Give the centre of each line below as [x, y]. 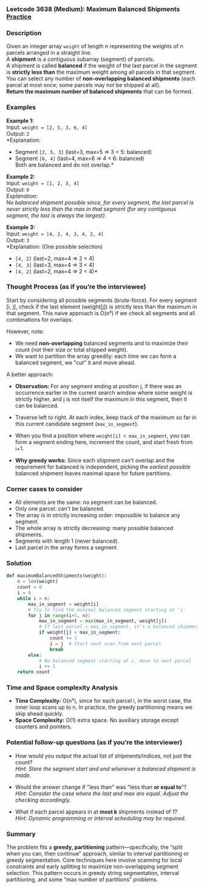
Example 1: [20, 120]
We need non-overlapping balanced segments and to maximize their [102, 343]
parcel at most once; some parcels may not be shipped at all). [83, 85]
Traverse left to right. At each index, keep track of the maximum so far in [106, 417]
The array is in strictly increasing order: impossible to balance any [97, 515]
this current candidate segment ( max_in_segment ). [77, 424]
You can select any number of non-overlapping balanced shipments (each [101, 78]
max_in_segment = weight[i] [63, 604]
